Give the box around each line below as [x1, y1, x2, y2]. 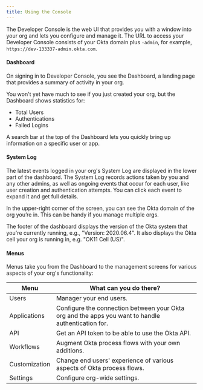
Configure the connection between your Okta [56, 304, 185, 312]
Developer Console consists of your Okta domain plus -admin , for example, [6, 38, 192, 45]
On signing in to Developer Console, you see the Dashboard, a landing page [6, 72, 195, 79]
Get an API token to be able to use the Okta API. [56, 329, 192, 337]
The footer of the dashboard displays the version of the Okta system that [6, 223, 188, 230]
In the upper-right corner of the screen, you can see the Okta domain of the [6, 204, 195, 212]
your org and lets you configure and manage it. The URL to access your [6, 32, 184, 39]
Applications [9, 312, 45, 320]
